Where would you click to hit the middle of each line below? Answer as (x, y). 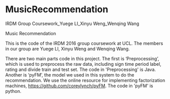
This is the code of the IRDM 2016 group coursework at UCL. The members (84, 43)
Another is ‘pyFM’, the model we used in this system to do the (70, 75)
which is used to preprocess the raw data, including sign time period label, (83, 64)
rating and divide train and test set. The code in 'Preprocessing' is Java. (81, 69)
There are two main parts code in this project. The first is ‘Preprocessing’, (82, 58)
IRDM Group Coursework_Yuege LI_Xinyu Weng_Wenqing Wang (72, 23)
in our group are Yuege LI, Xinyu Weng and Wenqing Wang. (67, 48)
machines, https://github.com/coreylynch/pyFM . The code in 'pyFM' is (79, 86)
